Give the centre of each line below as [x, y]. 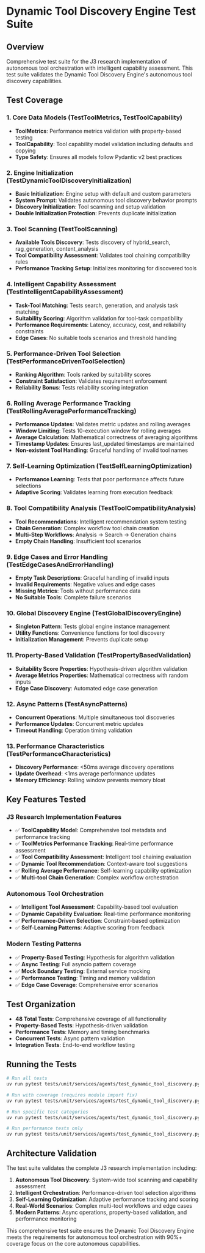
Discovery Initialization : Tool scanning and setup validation [90, 207]
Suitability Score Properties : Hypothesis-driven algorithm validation [101, 668]
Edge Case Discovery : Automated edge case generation [86, 688]
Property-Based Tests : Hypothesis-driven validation [81, 1026]
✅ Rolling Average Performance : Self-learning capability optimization [103, 870]
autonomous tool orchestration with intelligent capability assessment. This [100, 68]
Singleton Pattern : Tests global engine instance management [92, 626]
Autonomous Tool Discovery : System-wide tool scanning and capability [106, 1180]
